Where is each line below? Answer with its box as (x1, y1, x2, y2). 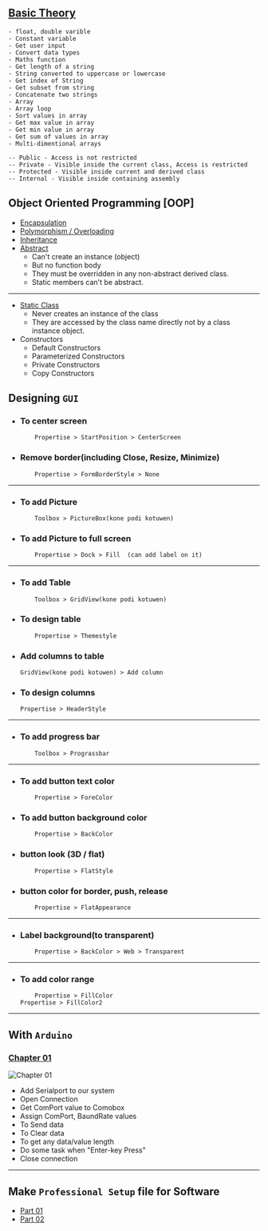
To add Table (19, 577, 72, 588)
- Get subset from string (8, 83, 94, 91)
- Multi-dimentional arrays (8, 139, 102, 147)
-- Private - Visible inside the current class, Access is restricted (8, 160, 248, 169)
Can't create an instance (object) (31, 251, 140, 261)
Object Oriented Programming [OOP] (8, 196, 195, 211)
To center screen (19, 415, 88, 427)
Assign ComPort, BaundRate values (19, 1112, 137, 1121)
